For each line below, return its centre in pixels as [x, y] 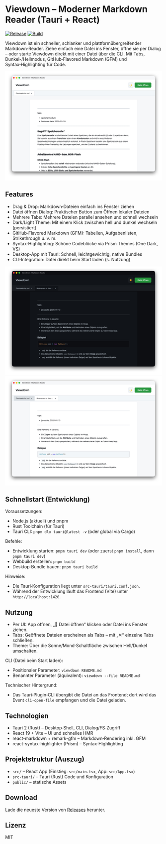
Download [21, 798]
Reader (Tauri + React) [53, 20]
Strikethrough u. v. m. [34, 238]
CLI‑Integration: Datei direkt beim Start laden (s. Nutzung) [71, 259]
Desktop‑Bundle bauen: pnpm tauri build [55, 567]
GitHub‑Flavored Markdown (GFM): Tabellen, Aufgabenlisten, [75, 233]
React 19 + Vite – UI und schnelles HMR [53, 733]
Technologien [27, 716]
